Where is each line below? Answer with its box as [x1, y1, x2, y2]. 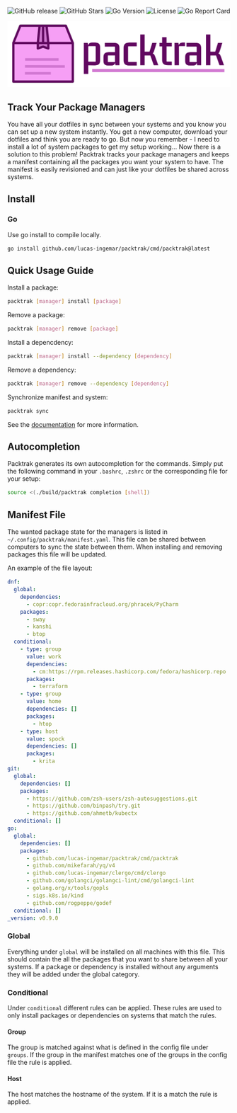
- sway [25, 616, 46, 623]
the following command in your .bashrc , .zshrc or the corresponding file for [7, 467, 228, 476]
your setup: [7, 474, 41, 483]
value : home [25, 698, 62, 705]
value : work [25, 653, 62, 660]
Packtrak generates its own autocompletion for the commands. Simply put [7, 460, 224, 468]
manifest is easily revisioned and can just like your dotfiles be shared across [7, 165, 229, 173]
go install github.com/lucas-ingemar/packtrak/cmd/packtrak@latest [7, 245, 211, 252]
